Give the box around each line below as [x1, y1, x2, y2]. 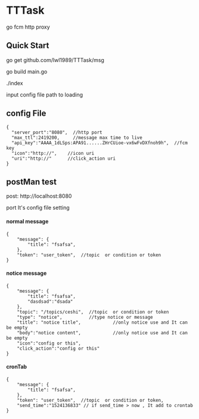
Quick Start [6, 41, 49, 51]
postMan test [6, 176, 57, 187]
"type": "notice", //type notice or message [17, 314, 153, 320]
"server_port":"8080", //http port [11, 129, 102, 135]
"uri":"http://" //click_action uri [11, 156, 116, 162]
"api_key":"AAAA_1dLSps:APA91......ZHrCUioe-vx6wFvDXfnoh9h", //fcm [11, 139, 188, 146]
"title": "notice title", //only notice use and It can [17, 319, 188, 325]
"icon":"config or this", [17, 340, 82, 346]
